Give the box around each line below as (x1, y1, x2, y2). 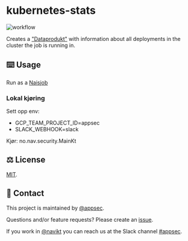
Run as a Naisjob (6, 79, 48, 86)
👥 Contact (6, 188, 45, 199)
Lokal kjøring (6, 94, 45, 102)
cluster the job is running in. (6, 42, 75, 49)
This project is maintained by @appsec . (6, 204, 104, 211)
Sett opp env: (6, 108, 40, 115)
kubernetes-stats (6, 4, 96, 17)
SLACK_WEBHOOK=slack (14, 126, 79, 133)
